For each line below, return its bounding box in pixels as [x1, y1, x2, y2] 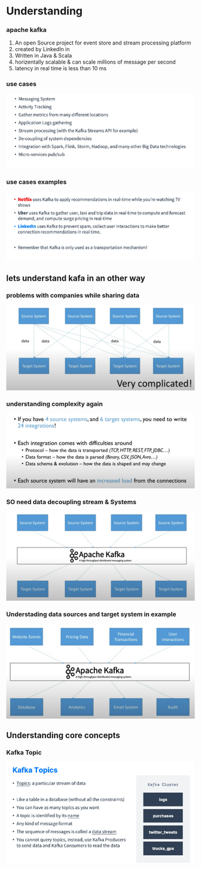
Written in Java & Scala [14, 52, 72, 59]
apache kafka [6, 26, 47, 34]
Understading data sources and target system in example [6, 610, 176, 618]
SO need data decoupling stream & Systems [6, 498, 136, 506]
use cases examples [6, 178, 67, 186]
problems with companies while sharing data [6, 291, 139, 299]
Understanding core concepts [6, 730, 121, 740]
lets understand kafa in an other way [6, 273, 145, 283]
